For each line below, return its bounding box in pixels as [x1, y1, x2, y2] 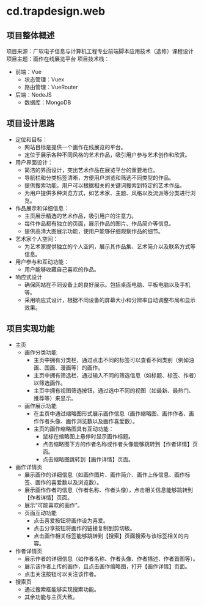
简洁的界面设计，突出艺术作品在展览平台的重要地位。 [24, 166, 159, 174]
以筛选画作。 [33, 379, 66, 386]
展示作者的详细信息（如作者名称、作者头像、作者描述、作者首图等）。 [24, 555, 199, 562]
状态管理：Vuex [24, 76, 65, 83]
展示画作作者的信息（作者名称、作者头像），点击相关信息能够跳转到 [24, 486, 194, 493]
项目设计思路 [6, 118, 55, 129]
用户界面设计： [15, 158, 53, 166]
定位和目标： [15, 136, 48, 143]
